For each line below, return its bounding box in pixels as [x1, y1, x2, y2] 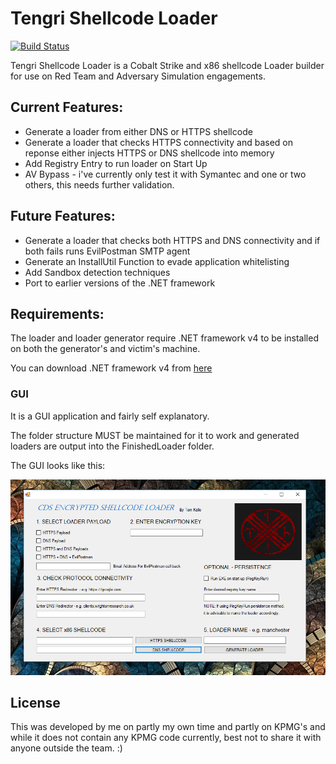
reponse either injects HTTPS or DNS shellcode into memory [24, 147, 275, 159]
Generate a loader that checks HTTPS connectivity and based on [24, 136, 293, 148]
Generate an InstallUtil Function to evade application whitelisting [24, 255, 290, 267]
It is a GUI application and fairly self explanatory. [10, 410, 210, 422]
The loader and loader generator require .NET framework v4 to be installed [10, 332, 319, 344]
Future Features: [10, 208, 116, 225]
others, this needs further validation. [24, 178, 175, 191]
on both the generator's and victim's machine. [10, 343, 201, 355]
